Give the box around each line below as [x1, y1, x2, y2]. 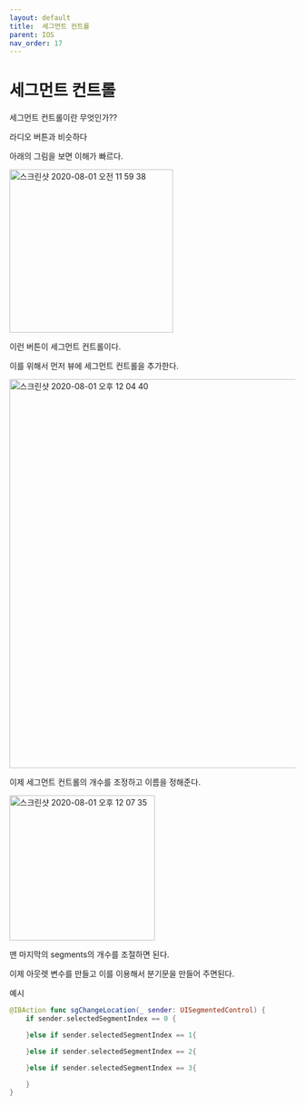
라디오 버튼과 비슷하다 [9, 132, 88, 142]
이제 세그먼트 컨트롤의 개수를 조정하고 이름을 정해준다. [9, 777, 202, 787]
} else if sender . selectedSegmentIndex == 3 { [25, 1063, 197, 1072]
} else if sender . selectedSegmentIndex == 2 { [25, 1047, 197, 1056]
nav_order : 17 [9, 38, 64, 48]
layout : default [9, 13, 71, 23]
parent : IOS [9, 30, 54, 39]
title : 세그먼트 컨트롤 [9, 22, 91, 31]
